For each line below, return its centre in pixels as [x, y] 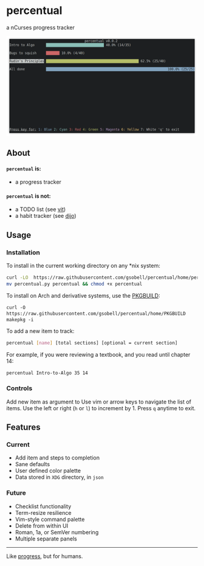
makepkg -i [20, 320]
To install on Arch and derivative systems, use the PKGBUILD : [83, 295]
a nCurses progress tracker [40, 27]
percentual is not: [29, 196]
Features [23, 428]
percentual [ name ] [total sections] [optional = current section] [92, 343]
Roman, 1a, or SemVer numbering [57, 532]
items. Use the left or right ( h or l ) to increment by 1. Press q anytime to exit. [101, 408]
